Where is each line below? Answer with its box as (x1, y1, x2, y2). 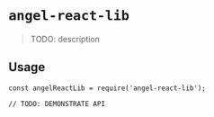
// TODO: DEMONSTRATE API (8, 99, 105, 108)
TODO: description (30, 33, 101, 44)
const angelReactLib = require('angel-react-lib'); (8, 84, 206, 93)
